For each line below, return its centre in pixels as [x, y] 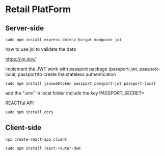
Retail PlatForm [38, 9]
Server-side [25, 28]
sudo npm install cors [29, 112]
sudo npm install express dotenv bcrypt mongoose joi [64, 40]
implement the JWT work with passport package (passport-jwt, [72, 69]
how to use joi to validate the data [41, 49]
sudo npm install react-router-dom [43, 148]
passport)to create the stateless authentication [67, 74]
